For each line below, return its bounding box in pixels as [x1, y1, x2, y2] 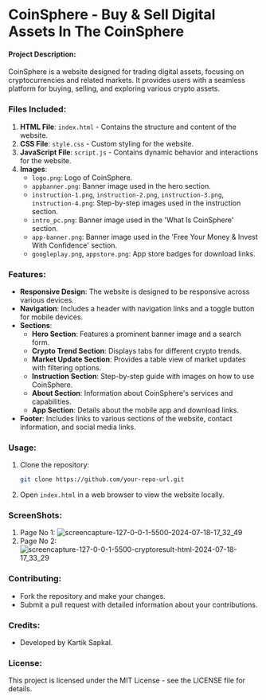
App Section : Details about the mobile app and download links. [31, 405, 240, 415]
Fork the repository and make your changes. [19, 591, 166, 600]
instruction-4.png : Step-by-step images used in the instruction [31, 197, 241, 208]
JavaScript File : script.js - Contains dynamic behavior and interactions [19, 147, 259, 157]
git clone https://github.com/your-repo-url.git [19, 475, 185, 483]
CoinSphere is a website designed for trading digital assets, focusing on [8, 67, 244, 76]
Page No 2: [19, 536, 57, 546]
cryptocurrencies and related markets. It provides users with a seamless [8, 76, 245, 85]
